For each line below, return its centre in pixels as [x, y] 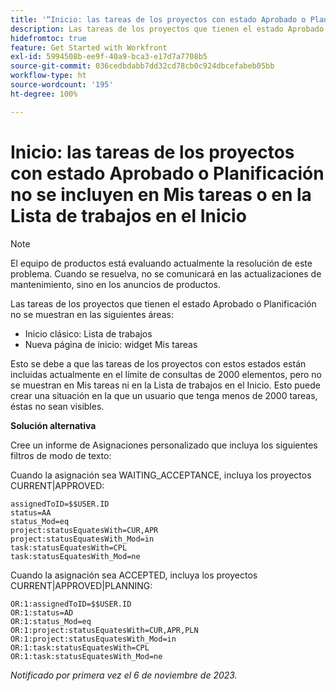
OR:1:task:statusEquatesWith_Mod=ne [86, 656]
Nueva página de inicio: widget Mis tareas [111, 344]
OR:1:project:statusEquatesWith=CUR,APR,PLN [104, 630]
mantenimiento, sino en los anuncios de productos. [116, 284]
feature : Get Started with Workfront [89, 47]
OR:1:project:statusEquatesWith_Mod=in [93, 639]
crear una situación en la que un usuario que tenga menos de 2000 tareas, [164, 395]
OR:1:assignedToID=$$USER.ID [71, 604]
